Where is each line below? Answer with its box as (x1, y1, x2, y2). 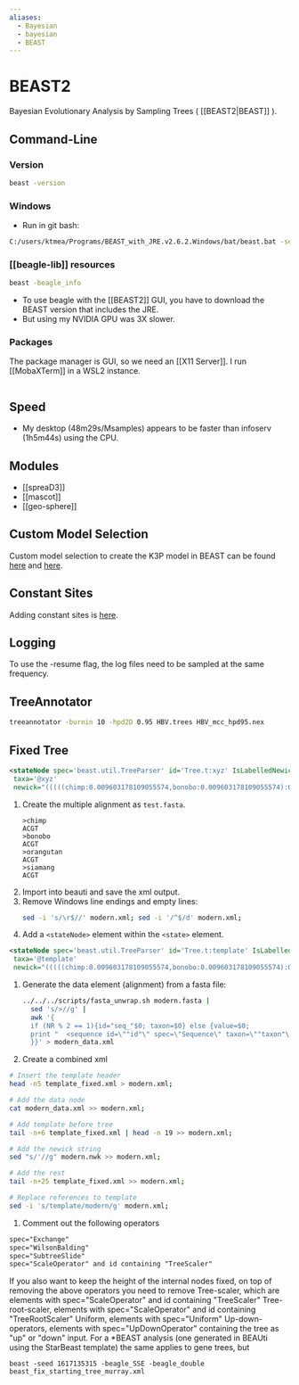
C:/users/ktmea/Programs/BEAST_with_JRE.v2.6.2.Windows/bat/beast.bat (9, 237, 277, 246)
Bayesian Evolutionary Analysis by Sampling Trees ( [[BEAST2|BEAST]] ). (9, 106, 278, 117)
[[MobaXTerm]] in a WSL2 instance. (9, 366, 141, 376)
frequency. (9, 668, 49, 679)
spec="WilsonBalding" (9, 1243, 90, 1252)
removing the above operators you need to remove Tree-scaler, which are (9, 1285, 280, 1296)
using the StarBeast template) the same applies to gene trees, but (9, 1342, 250, 1353)
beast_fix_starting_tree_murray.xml (9, 1367, 145, 1376)
